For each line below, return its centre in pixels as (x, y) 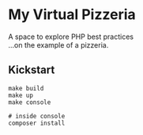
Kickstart (32, 70)
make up (21, 95)
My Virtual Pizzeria (72, 15)
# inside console (37, 116)
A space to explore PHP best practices (71, 37)
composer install (37, 123)
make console (30, 102)
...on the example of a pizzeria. (58, 44)
